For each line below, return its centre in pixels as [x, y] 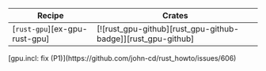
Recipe [50, 15]
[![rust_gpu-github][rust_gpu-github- [167, 29]
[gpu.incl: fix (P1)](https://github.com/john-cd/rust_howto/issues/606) [122, 58]
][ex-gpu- [67, 29]
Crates [175, 15]
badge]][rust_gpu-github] [145, 39]
